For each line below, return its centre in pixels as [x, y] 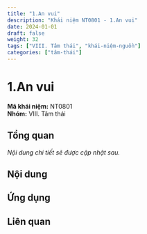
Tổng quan [31, 135]
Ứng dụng [29, 198]
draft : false [26, 33]
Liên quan [29, 221]
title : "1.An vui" [34, 14]
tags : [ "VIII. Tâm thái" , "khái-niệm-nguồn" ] [74, 46]
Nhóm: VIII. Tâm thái [36, 114]
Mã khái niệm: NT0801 [40, 106]
